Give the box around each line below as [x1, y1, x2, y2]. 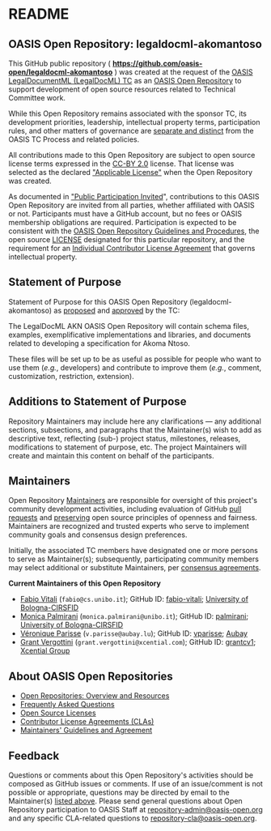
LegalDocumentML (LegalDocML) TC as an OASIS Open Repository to [8, 76, 242, 85]
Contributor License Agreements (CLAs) [19, 717, 155, 727]
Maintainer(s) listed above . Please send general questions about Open [8, 796, 243, 806]
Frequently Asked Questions [19, 700, 115, 710]
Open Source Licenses [19, 708, 96, 718]
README [8, 5, 70, 23]
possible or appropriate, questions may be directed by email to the [8, 787, 230, 798]
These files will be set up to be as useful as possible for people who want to [8, 354, 261, 364]
